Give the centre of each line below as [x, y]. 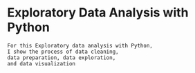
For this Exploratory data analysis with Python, [80, 45]
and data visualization [41, 63]
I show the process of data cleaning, [63, 52]
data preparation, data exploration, [62, 58]
